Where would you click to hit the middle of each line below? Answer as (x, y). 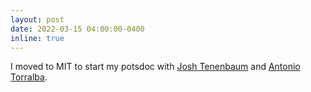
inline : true (37, 38)
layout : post (37, 19)
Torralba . (29, 77)
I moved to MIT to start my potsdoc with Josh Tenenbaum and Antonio (155, 67)
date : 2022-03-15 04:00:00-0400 (77, 29)
